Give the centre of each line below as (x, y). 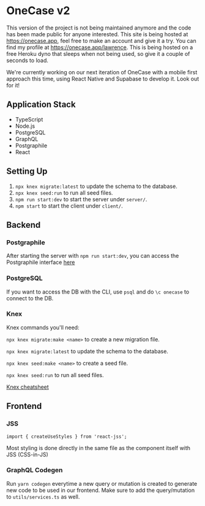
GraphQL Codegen (35, 470)
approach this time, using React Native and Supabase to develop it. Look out (103, 79)
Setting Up (27, 172)
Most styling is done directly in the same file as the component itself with (99, 448)
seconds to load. (28, 60)
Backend (24, 225)
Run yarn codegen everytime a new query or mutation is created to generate (102, 483)
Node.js (25, 126)
